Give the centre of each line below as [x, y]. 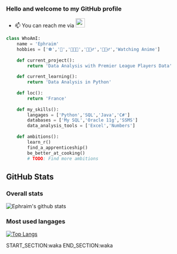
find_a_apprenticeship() [58, 148]
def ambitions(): [38, 137]
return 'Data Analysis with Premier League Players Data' [100, 66]
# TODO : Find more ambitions [63, 158]
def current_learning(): [47, 77]
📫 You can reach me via [44, 26]
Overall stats [25, 194]
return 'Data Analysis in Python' [69, 82]
